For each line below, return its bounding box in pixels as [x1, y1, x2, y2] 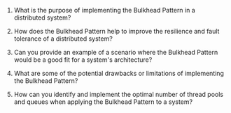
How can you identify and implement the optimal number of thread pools [13, 91, 224, 98]
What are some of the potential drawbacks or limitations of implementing [13, 69, 224, 77]
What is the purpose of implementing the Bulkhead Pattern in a [13, 6, 196, 14]
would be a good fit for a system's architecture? [13, 55, 153, 64]
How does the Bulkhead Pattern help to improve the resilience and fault [13, 27, 220, 35]
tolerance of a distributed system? [13, 34, 113, 43]
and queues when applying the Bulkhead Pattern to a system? [13, 98, 193, 106]
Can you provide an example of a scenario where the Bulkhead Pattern [13, 48, 218, 56]
